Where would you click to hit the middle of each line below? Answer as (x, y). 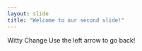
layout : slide (28, 14)
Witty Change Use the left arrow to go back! (71, 40)
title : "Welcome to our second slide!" (66, 20)
